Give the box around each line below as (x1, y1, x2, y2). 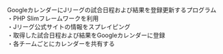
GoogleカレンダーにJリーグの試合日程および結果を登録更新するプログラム (7, 6, 217, 13)
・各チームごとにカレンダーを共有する (7, 40, 115, 47)
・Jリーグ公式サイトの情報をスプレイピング (7, 23, 131, 30)
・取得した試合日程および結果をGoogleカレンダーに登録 (7, 31, 166, 39)
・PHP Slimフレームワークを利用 (7, 14, 99, 22)
